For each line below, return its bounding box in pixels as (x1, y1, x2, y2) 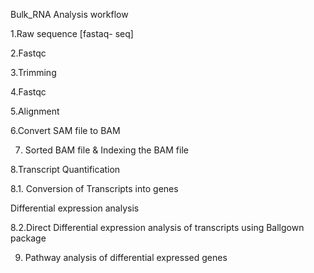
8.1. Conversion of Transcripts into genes (10, 183, 179, 194)
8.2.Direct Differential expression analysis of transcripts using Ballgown (10, 222, 305, 233)
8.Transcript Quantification (10, 164, 121, 175)
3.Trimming (10, 67, 57, 78)
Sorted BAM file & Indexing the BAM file (24, 144, 189, 156)
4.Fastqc (10, 86, 47, 98)
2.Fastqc (10, 47, 47, 59)
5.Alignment (10, 105, 60, 117)
